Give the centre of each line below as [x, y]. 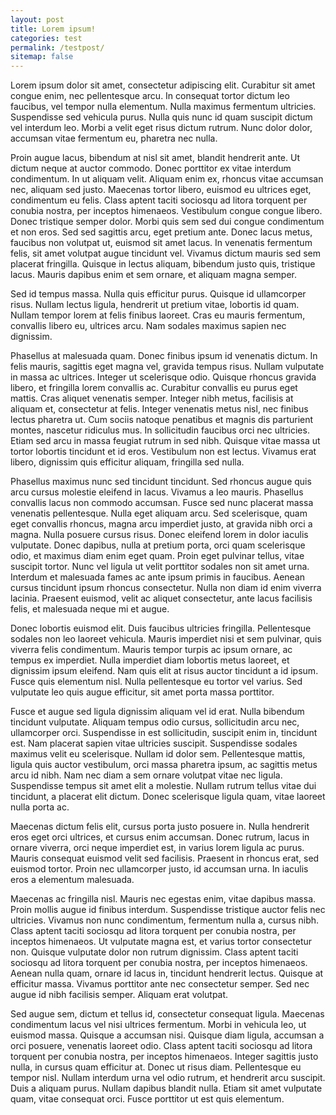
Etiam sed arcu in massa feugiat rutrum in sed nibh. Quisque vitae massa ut [165, 441]
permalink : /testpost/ [57, 47]
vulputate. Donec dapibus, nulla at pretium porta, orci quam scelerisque [158, 545]
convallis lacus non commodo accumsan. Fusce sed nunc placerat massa [162, 503]
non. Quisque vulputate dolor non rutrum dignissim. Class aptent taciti [154, 952]
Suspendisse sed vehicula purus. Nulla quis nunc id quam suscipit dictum [161, 117]
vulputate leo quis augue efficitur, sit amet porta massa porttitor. [142, 692]
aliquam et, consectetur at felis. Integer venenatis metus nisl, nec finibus [159, 409]
